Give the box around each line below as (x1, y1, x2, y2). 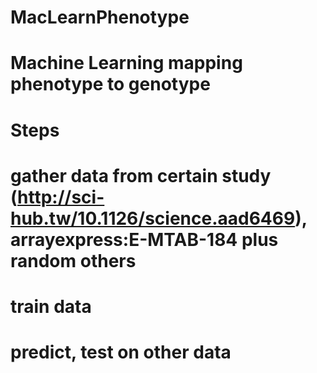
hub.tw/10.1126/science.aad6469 (10, 207, 296, 230)
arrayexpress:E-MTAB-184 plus (10, 228, 279, 251)
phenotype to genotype (10, 73, 211, 96)
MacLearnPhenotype (10, 6, 190, 29)
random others (10, 249, 137, 272)
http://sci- (17, 186, 105, 208)
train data (10, 295, 92, 318)
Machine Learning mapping (10, 52, 243, 75)
